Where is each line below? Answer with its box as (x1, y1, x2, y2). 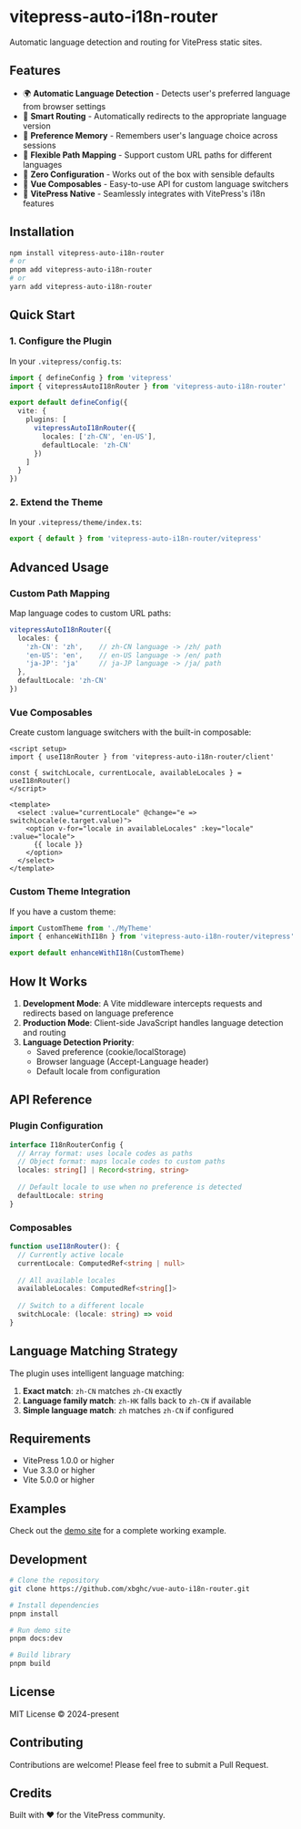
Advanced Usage (9, 559, 109, 575)
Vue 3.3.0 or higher (22, 1465, 95, 1476)
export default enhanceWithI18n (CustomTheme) (9, 948, 185, 958)
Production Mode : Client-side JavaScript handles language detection (22, 1018, 284, 1028)
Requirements (9, 1431, 91, 1446)
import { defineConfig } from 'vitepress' (9, 373, 173, 382)
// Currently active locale (17, 1250, 125, 1259)
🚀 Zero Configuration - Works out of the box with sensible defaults (22, 169, 276, 180)
